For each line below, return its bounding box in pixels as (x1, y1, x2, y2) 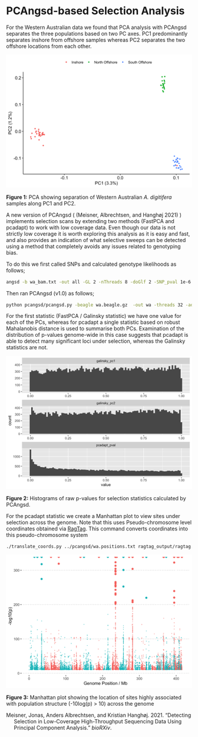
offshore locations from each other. (6, 43, 92, 50)
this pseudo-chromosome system (6, 532, 88, 539)
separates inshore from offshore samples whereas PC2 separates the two (6, 36, 186, 43)
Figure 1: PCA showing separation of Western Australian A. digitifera (6, 194, 172, 201)
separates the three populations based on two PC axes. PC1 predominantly (6, 30, 188, 37)
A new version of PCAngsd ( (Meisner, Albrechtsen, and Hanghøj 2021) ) (6, 211, 181, 218)
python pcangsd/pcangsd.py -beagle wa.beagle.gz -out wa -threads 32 (6, 302, 183, 308)
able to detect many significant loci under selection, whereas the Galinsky (6, 337, 186, 345)
